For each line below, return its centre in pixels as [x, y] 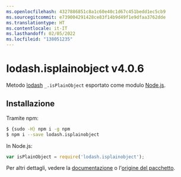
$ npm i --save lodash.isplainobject [53, 134]
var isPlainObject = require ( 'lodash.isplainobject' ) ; [75, 157]
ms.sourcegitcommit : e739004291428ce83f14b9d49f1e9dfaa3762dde [86, 17]
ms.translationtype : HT [36, 23]
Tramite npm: [22, 118]
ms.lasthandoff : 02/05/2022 [41, 34]
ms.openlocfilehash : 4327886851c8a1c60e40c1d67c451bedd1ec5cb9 [86, 12]
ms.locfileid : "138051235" [39, 39]
